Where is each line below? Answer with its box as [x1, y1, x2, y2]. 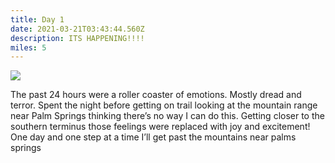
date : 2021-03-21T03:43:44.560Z [10, 24, 145, 34]
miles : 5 [10, 42, 47, 53]
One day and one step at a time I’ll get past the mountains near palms [10, 131, 297, 143]
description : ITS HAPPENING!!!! [10, 33, 145, 43]
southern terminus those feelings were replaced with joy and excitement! [10, 121, 311, 133]
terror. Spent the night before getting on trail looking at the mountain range [10, 99, 318, 111]
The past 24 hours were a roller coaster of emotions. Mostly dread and [10, 89, 302, 101]
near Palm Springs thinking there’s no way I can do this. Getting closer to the [10, 110, 325, 122]
